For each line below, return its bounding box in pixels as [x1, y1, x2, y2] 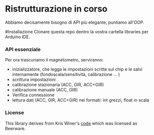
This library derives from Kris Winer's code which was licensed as [5, 120, 137, 126]
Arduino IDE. [5, 34, 30, 40]
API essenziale [5, 46, 41, 53]
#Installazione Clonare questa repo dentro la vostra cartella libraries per [5, 29, 149, 34]
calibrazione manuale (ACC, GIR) [12, 87, 78, 93]
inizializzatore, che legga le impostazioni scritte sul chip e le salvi [12, 66, 143, 72]
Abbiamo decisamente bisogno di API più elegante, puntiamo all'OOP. [5, 19, 144, 25]
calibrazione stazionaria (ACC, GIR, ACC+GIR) [12, 82, 104, 88]
